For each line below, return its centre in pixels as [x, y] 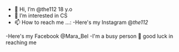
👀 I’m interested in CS [41, 16]
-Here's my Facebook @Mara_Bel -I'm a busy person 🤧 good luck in [89, 36]
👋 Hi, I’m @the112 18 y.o [43, 9]
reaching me [21, 42]
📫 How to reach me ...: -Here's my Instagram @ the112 [81, 22]
